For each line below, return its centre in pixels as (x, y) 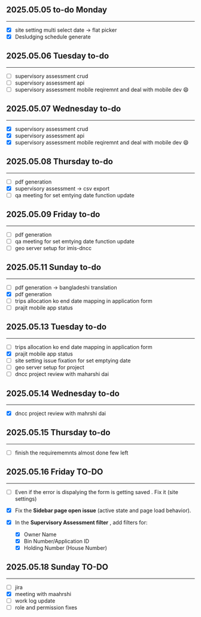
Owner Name (40, 534)
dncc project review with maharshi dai (62, 374)
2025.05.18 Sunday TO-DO (57, 567)
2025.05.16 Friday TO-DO (55, 472)
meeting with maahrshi (43, 594)
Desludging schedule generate (53, 37)
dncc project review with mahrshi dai (60, 413)
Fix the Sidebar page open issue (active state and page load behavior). (103, 510)
